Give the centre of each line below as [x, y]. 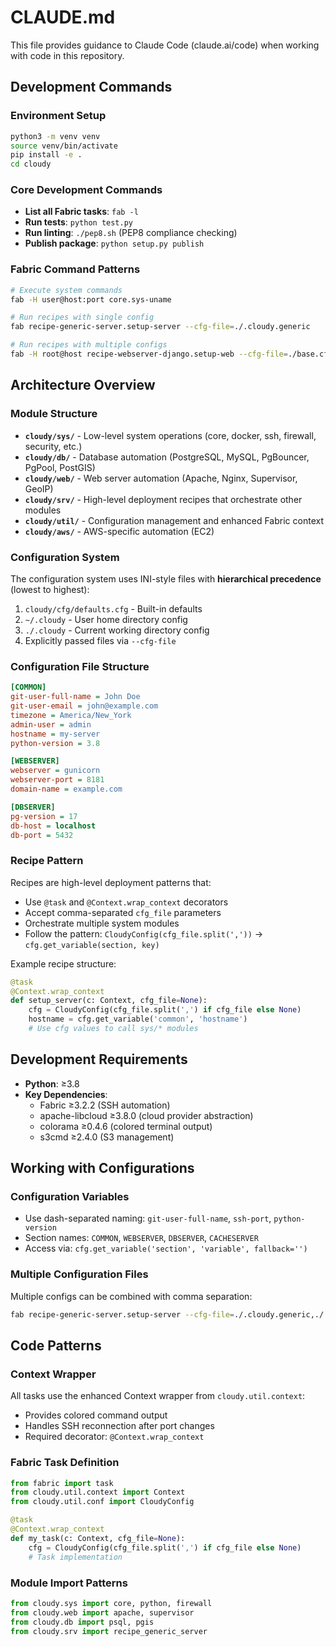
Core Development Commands [86, 190]
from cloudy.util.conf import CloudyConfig [102, 1502]
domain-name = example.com [66, 789]
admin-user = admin [51, 724]
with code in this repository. [67, 55]
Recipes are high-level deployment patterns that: [111, 882]
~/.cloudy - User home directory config [106, 619]
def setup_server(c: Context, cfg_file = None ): [109, 1001]
